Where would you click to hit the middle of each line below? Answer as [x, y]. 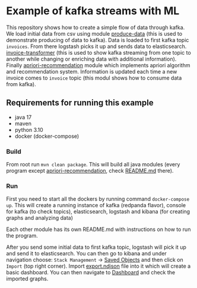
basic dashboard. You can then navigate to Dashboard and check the [91, 273]
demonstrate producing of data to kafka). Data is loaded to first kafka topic [98, 40]
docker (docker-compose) [47, 136]
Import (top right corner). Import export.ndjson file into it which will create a [99, 266]
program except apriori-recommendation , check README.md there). [90, 171]
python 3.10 [29, 129]
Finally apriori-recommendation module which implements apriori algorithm [98, 65]
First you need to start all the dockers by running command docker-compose [98, 199]
